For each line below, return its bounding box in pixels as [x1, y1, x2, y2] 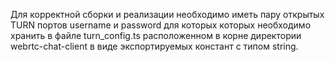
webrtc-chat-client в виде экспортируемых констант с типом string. [10, 40, 299, 52]
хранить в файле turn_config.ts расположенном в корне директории [10, 30, 302, 41]
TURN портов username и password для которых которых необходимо [10, 19, 312, 31]
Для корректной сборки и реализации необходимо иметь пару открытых [10, 9, 325, 20]
